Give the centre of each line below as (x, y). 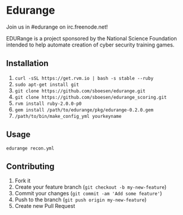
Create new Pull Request (45, 206)
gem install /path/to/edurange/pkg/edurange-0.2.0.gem (84, 110)
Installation (27, 63)
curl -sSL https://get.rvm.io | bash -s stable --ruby (84, 78)
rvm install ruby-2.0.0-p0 (48, 104)
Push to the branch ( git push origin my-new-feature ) (81, 200)
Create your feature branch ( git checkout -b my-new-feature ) (91, 187)
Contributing (30, 166)
